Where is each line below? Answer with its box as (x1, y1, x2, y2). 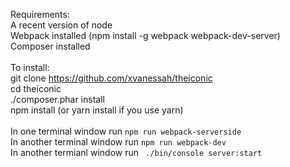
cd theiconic (10, 83, 62, 94)
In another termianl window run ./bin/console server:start (10, 147, 263, 158)
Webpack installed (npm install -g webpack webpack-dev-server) (10, 30, 281, 41)
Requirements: (10, 9, 70, 20)
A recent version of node (10, 19, 113, 31)
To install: (10, 62, 50, 73)
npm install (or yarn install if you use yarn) (10, 104, 184, 116)
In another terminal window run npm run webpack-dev (10, 136, 227, 148)
